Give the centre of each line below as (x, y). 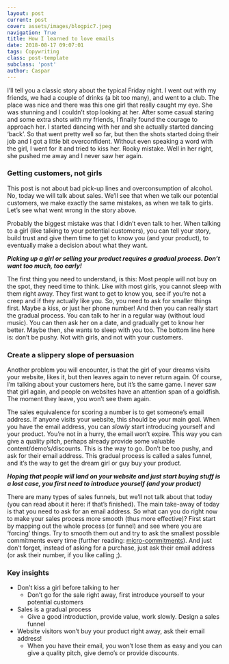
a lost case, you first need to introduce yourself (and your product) (104, 484)
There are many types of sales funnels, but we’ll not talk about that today (110, 497)
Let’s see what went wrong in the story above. (72, 210)
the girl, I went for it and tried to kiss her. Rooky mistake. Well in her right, (110, 149)
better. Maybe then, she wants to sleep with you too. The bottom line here (111, 330)
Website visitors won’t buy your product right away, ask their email (111, 631)
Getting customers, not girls (55, 173)
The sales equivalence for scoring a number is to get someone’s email (106, 412)
